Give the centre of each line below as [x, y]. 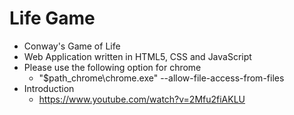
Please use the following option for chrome [112, 67]
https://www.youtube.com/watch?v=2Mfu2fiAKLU [142, 99]
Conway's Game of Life [72, 46]
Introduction [49, 88]
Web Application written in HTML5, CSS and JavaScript [137, 56]
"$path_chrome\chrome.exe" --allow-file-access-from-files [161, 78]
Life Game [52, 18]
